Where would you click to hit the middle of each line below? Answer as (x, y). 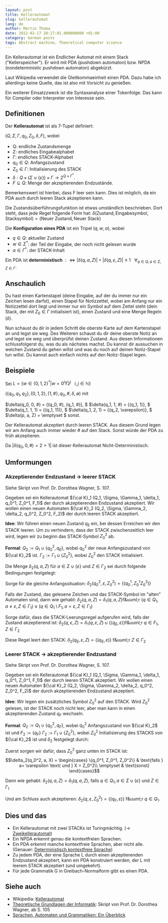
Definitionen (25, 114)
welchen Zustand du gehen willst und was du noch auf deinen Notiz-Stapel (83, 349)
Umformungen (29, 463)
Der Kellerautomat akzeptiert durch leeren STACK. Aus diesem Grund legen (83, 425)
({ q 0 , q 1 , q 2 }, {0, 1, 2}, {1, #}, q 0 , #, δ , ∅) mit (47, 394)
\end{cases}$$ (84, 770)
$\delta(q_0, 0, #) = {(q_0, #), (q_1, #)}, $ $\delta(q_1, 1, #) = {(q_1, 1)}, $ (78, 405)
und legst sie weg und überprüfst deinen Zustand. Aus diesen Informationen (84, 339)
